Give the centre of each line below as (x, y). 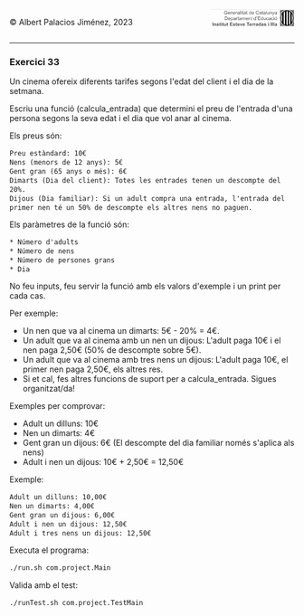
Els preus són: (36, 136)
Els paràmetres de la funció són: (69, 224)
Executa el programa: (49, 550)
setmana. (27, 91)
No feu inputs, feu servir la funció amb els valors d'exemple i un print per (145, 286)
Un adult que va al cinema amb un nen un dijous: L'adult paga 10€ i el (152, 341)
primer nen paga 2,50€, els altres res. (93, 369)
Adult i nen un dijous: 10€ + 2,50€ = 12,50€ (103, 462)
